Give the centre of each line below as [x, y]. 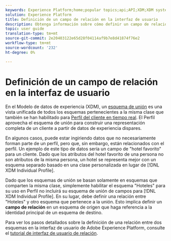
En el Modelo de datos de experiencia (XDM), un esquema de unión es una [84, 107]
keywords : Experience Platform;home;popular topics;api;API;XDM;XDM [79, 10]
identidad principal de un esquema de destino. [54, 213]
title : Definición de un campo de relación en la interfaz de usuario [82, 19]
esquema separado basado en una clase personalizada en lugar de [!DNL [82, 165]
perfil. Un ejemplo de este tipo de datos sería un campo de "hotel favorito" [83, 149]
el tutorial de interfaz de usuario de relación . [52, 233]
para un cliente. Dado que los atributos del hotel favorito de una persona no [84, 154]
